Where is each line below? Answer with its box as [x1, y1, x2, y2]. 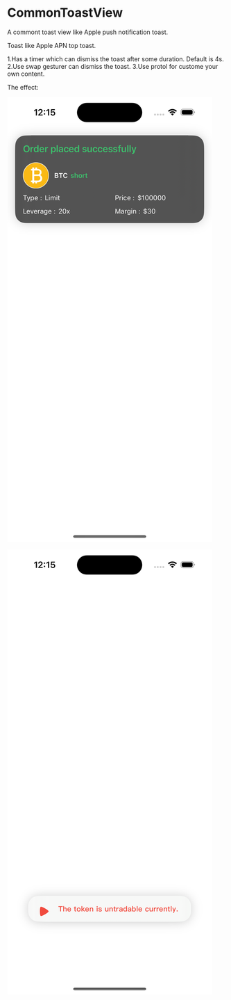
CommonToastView [7, 5, 123, 21]
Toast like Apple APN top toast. [7, 41, 96, 49]
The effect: [7, 83, 39, 91]
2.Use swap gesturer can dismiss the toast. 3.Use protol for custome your [7, 62, 219, 70]
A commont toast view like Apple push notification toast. [7, 28, 169, 36]
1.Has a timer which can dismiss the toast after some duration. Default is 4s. [7, 54, 224, 63]
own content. [7, 70, 45, 78]
